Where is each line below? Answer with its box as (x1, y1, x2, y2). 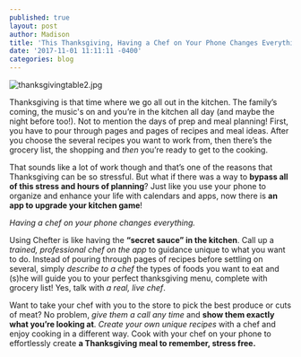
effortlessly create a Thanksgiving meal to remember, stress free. (9, 338, 256, 348)
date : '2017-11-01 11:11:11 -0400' (9, 47, 142, 56)
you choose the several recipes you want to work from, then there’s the (9, 135, 272, 145)
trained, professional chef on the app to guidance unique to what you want (9, 244, 286, 255)
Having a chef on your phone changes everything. (9, 217, 195, 228)
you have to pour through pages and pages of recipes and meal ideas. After (9, 126, 289, 135)
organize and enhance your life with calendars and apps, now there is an (9, 190, 278, 201)
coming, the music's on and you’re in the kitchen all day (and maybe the (9, 107, 275, 117)
